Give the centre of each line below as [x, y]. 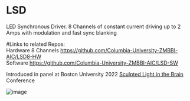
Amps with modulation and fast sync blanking [61, 32]
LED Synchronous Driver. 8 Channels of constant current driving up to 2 [94, 26]
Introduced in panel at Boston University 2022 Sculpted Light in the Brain [95, 74]
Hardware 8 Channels [32, 50]
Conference [21, 80]
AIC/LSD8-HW [24, 56]
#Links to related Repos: [36, 44]
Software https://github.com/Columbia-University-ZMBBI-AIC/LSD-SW [92, 63]
